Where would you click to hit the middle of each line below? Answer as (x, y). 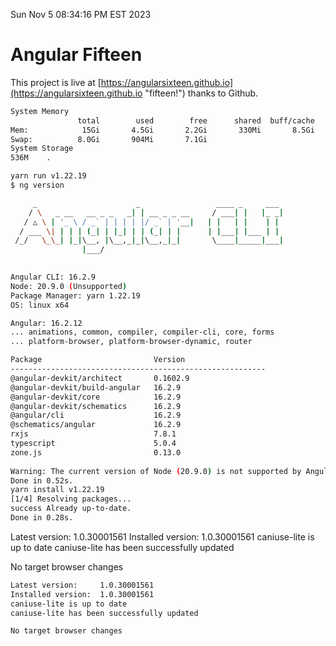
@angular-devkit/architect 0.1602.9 (100, 378)
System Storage (42, 149)
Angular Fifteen (76, 55)
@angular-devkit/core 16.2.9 (96, 397)
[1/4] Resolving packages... (71, 499)
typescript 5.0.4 (93, 444)
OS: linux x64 (40, 305)
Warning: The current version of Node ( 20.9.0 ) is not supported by (156, 471)
